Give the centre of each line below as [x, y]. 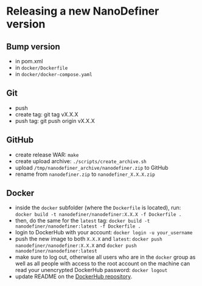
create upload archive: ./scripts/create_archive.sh [81, 161]
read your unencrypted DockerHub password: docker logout [91, 270]
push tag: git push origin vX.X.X [55, 120]
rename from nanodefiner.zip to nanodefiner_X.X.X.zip [85, 174]
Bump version [33, 47]
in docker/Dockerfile [41, 68]
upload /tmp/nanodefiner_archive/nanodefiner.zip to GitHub [92, 167]
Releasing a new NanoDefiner [83, 11]
